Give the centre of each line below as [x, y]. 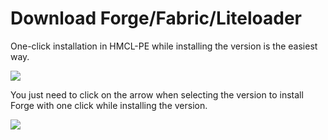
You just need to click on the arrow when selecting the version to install [157, 94]
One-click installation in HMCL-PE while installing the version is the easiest [164, 46]
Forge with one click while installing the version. [109, 105]
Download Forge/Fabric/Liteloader [156, 18]
